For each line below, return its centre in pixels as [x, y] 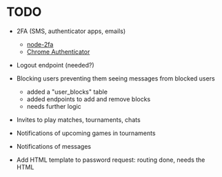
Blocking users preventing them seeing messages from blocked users [115, 78]
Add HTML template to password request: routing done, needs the [111, 160]
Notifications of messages [53, 146]
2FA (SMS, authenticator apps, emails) [71, 31]
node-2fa [40, 44]
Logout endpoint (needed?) [55, 65]
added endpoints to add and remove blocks [89, 99]
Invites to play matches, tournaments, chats [78, 119]
